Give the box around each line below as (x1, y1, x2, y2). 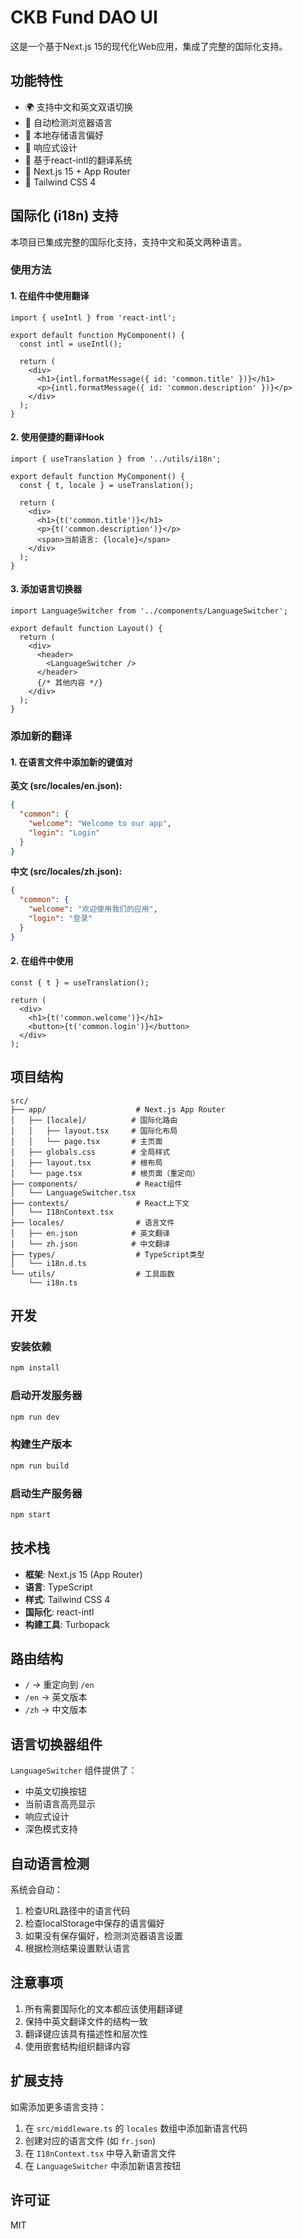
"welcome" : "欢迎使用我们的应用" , (28, 904, 158, 915)
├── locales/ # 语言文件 (10, 1217, 175, 1228)
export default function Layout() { (10, 624, 163, 634)
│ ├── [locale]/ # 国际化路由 (10, 1115, 178, 1125)
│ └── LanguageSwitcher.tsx (10, 1187, 137, 1198)
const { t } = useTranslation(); (10, 977, 150, 988)
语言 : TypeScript (24, 1581, 93, 1593)
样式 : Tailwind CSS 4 (24, 1593, 111, 1605)
